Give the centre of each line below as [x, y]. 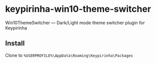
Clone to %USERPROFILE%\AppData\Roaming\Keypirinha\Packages [69, 55]
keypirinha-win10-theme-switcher [78, 9]
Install [15, 44]
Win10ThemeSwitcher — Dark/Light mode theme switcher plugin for [75, 23]
